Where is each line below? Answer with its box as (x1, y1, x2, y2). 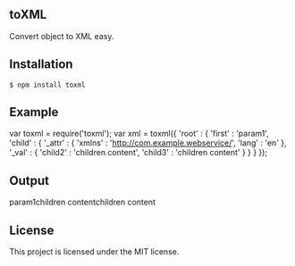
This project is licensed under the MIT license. (9, 246, 180, 257)
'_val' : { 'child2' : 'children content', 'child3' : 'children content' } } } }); (9, 147, 268, 158)
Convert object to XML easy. (9, 30, 114, 41)
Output (9, 173, 49, 188)
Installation (9, 57, 73, 72)
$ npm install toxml (9, 80, 87, 89)
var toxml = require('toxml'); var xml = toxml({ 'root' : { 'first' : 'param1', (9, 129, 270, 139)
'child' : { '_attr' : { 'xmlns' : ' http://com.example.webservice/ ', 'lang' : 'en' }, (9, 137, 288, 148)
